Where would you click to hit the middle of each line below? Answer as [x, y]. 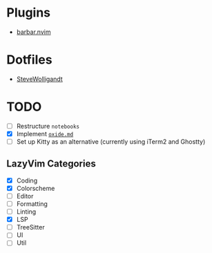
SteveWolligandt [39, 79]
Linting [26, 212]
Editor [25, 196]
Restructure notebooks [48, 126]
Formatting [32, 204]
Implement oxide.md [45, 133]
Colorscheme [36, 188]
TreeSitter [31, 227]
